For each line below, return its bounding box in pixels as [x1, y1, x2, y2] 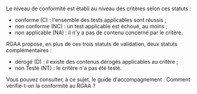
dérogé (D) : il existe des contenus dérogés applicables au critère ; [14, 59, 179, 65]
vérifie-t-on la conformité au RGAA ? [6, 82, 96, 89]
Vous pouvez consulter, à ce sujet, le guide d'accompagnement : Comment [6, 76, 190, 83]
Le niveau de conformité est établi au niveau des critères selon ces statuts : [6, 5, 192, 12]
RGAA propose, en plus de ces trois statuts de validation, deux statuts [6, 41, 177, 47]
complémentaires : [6, 47, 52, 54]
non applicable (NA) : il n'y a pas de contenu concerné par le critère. [14, 29, 183, 36]
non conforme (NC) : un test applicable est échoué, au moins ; [14, 23, 168, 30]
